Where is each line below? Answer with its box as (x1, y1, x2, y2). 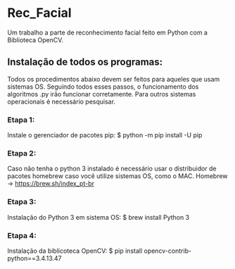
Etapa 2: (7, 148, 37, 158)
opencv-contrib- (144, 246, 192, 255)
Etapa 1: (7, 115, 35, 125)
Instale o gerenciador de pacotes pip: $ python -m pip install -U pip (7, 131, 203, 139)
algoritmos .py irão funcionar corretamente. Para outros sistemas (7, 89, 196, 98)
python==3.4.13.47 (7, 254, 62, 262)
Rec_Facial (7, 5, 72, 21)
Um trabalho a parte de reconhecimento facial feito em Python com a (7, 28, 208, 37)
